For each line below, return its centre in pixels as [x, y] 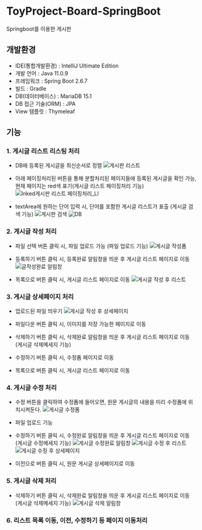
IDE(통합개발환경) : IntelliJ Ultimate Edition [67, 66]
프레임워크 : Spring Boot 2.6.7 [51, 81]
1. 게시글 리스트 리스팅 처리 [43, 152]
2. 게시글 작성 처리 [32, 231]
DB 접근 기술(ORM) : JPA [45, 103]
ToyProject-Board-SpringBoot [83, 11]
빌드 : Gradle [31, 88]
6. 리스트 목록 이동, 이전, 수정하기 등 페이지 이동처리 [77, 520]
